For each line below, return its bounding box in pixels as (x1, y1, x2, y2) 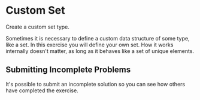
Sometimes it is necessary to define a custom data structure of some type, (5, 35, 190, 42)
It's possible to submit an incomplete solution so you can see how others (5, 80, 186, 87)
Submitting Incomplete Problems (5, 65, 131, 75)
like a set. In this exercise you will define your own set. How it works (5, 41, 174, 48)
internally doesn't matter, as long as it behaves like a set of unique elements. (5, 47, 195, 54)
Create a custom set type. (5, 23, 70, 30)
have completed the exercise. (5, 87, 78, 94)
